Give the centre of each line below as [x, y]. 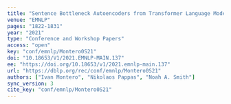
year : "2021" [26, 32]
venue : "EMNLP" [29, 20]
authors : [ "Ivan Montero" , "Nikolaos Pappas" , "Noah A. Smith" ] [101, 77]
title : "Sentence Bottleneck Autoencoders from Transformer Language [109, 13]
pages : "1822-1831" [35, 26]
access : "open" [29, 45]
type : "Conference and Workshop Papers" [66, 39]
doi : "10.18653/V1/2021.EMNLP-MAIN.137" [66, 58]
